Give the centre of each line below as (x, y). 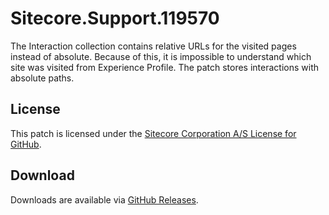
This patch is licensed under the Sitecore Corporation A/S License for (153, 133)
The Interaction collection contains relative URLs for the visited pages (153, 46)
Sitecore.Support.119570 (115, 18)
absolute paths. (42, 78)
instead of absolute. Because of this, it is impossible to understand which (161, 56)
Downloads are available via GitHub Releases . (104, 199)
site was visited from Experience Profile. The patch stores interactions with (164, 67)
